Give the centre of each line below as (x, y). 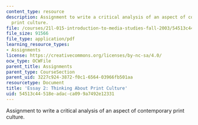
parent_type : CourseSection (41, 72)
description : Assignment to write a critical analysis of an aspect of (96, 17)
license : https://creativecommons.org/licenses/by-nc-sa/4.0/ (84, 55)
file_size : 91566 (27, 34)
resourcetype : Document (35, 83)
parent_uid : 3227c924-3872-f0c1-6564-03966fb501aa (70, 77)
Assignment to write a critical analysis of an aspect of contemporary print (95, 110)
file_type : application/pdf (41, 39)
